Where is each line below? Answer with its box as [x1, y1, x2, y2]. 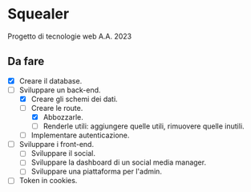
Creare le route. [30, 103, 83, 112]
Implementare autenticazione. [30, 130, 130, 141]
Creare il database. [18, 76, 83, 85]
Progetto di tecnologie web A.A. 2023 [7, 31, 132, 41]
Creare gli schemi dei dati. [30, 94, 118, 104]
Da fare [7, 55, 45, 68]
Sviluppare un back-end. [18, 85, 101, 95]
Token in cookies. [18, 176, 78, 186]
